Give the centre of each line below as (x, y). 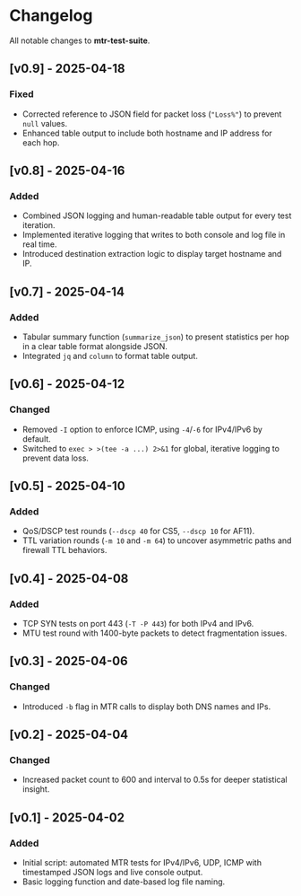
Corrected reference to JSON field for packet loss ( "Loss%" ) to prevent (152, 114)
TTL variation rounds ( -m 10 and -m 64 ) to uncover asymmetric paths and (157, 540)
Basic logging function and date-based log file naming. (124, 882)
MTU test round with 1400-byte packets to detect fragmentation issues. (155, 633)
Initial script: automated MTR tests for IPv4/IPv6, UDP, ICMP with (142, 863)
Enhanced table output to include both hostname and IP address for (147, 133)
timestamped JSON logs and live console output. (112, 873)
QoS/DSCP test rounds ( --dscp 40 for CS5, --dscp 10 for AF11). (138, 531)
